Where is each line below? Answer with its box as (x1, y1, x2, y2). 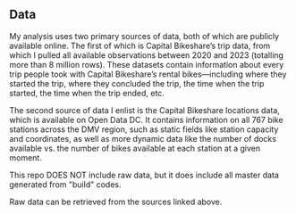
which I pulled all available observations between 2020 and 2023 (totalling (9, 49, 284, 61)
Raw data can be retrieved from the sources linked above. (9, 196, 223, 207)
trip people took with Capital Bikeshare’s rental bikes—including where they (9, 69, 287, 79)
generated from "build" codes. (9, 178, 122, 190)
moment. (9, 152, 42, 163)
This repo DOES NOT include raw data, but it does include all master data (9, 169, 280, 180)
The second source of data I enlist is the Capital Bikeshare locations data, (9, 104, 280, 115)
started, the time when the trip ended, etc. (9, 87, 165, 98)
